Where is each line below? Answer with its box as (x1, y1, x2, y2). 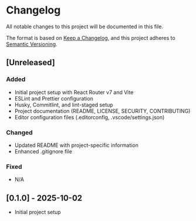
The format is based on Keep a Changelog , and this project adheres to (6, 34, 176, 41)
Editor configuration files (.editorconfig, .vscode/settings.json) (14, 113, 165, 120)
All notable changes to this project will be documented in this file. (6, 23, 164, 30)
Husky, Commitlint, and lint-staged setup (14, 101, 114, 108)
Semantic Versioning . (6, 41, 57, 48)
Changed (6, 128, 33, 136)
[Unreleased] (6, 58, 56, 68)
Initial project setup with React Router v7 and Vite (14, 89, 133, 96)
